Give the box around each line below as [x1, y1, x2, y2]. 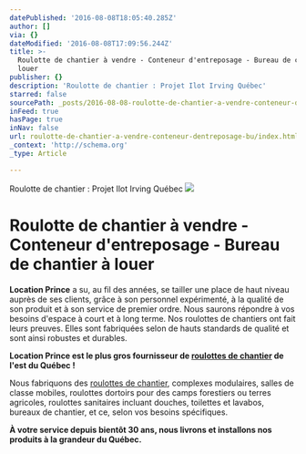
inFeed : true [9, 107, 59, 116]
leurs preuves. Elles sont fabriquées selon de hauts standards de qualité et [9, 323, 290, 334]
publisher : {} [9, 73, 64, 82]
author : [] [9, 22, 51, 31]
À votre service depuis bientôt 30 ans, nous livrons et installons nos [9, 424, 272, 435]
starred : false [9, 89, 67, 98]
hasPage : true [9, 115, 64, 124]
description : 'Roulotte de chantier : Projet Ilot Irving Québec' [9, 81, 267, 90]
